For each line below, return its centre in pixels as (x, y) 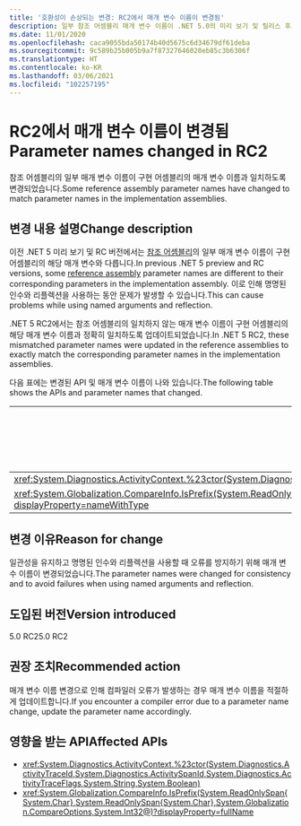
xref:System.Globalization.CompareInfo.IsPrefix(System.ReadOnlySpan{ (155, 792)
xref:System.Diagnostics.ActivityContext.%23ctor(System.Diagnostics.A (156, 764)
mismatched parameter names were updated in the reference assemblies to (149, 345)
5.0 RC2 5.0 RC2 (39, 636)
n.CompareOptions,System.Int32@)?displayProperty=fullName (138, 812)
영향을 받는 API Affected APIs (89, 742)
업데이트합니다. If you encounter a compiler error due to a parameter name (154, 701)
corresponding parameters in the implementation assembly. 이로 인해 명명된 (148, 284)
